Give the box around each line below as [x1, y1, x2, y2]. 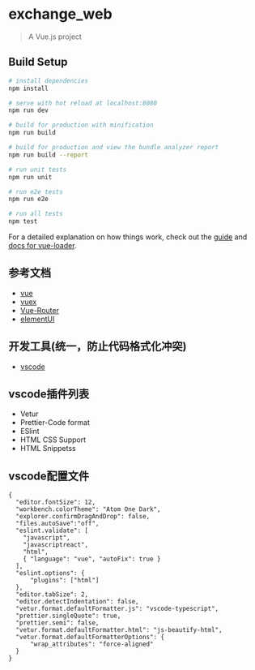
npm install [8, 84, 49, 92]
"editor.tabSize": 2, [15, 591, 89, 599]
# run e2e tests [8, 187, 63, 195]
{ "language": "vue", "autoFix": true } [23, 555, 161, 564]
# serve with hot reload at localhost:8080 [8, 99, 158, 107]
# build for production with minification [8, 121, 154, 130]
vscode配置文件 [8, 469, 90, 483]
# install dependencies [8, 76, 89, 85]
